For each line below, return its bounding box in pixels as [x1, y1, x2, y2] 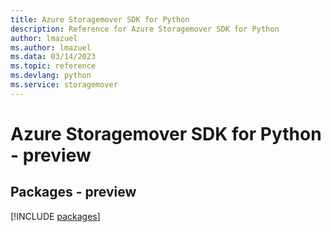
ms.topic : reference [10, 61, 97, 71]
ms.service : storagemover [10, 80, 118, 90]
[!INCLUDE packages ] [10, 210, 101, 222]
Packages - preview [10, 184, 137, 201]
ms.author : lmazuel [10, 42, 92, 53]
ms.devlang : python [10, 71, 92, 81]
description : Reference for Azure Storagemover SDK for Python [10, 24, 280, 34]
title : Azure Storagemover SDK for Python [10, 14, 190, 25]
